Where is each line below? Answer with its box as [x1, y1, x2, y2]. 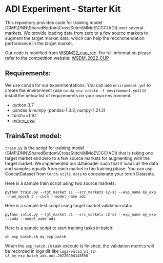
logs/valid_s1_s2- [60, 249, 97, 254]
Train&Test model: [5, 132, 62, 140]
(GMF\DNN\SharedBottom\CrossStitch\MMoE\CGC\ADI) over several [5, 24, 143, 30]
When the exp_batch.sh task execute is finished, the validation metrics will [5, 243, 154, 249]
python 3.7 [12, 102, 34, 108]
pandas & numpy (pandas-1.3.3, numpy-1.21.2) [12, 107, 106, 113]
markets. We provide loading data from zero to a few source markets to [5, 30, 148, 36]
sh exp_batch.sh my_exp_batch [5, 234, 67, 239]
